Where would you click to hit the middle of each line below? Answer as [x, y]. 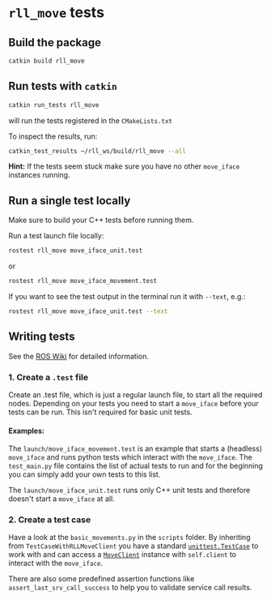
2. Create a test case [50, 520]
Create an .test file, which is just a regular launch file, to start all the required [135, 394]
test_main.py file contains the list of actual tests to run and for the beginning [135, 466]
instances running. [39, 175]
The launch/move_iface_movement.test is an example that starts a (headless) [135, 448]
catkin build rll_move [47, 61]
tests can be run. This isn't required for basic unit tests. [100, 412]
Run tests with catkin [63, 86]
